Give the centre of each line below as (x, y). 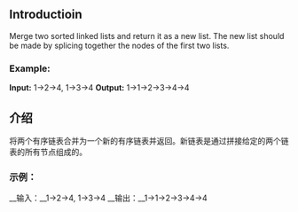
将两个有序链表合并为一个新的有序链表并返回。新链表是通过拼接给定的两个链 (149, 140)
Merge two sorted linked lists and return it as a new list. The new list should (147, 35)
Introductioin (46, 15)
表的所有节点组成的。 (48, 152)
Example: (30, 68)
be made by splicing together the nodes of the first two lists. (119, 45)
